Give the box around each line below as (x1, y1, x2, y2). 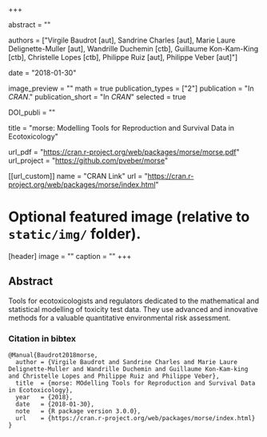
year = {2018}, (15, 394, 74, 402)
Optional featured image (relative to (8, 208, 250, 226)
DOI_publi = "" (8, 107, 56, 117)
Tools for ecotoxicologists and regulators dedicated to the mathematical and (8, 296, 260, 305)
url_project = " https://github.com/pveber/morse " (8, 156, 169, 165)
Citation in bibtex (8, 333, 76, 344)
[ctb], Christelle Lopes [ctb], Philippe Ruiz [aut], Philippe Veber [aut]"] (8, 53, 238, 62)
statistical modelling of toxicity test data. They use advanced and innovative (8, 304, 258, 314)
